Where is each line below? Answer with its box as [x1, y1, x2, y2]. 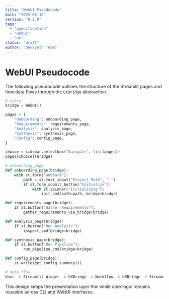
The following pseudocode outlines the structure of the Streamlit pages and [5, 83, 162, 89]
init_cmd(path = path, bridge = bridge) [41, 191, 118, 197]
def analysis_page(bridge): [5, 219, 64, 224]
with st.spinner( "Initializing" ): [32, 187, 105, 192]
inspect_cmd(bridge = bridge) [23, 228, 82, 233]
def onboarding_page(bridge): [5, 168, 69, 173]
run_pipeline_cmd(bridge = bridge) [23, 247, 94, 252]
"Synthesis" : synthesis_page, [14, 131, 78, 136]
